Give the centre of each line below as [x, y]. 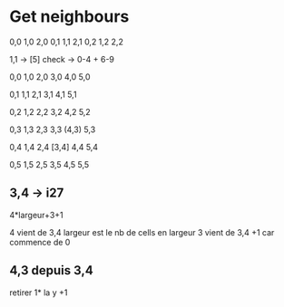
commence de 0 [40, 242]
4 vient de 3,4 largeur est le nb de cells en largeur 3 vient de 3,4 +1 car [142, 232]
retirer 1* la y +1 [39, 293]
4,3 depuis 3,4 [51, 270]
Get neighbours [69, 17]
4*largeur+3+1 [36, 215]
